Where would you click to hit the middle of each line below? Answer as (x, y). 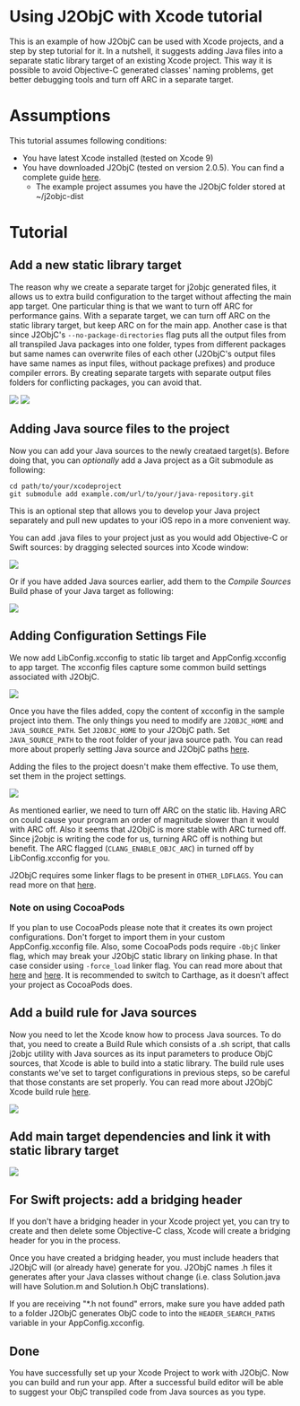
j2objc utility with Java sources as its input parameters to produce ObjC (141, 1053)
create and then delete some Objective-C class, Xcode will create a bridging (150, 1231)
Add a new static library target (95, 265)
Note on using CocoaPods (67, 908)
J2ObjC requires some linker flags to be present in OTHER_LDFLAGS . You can (146, 875)
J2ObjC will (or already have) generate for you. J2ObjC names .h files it (141, 1268)
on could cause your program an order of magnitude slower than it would (144, 819)
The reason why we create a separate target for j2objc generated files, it (143, 287)
